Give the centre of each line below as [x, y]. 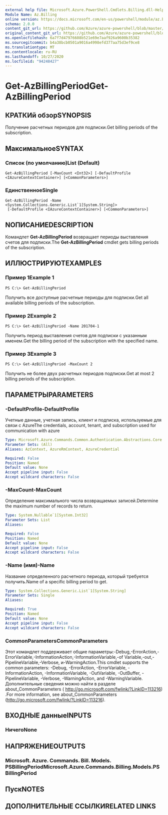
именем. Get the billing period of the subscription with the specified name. [82, 341]
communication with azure [32, 431]
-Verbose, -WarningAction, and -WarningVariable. [92, 678]
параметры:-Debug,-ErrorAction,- [124, 652]
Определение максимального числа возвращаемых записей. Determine [82, 501]
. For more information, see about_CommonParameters [61, 694]
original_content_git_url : [33, 33]
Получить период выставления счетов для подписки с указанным [76, 336]
